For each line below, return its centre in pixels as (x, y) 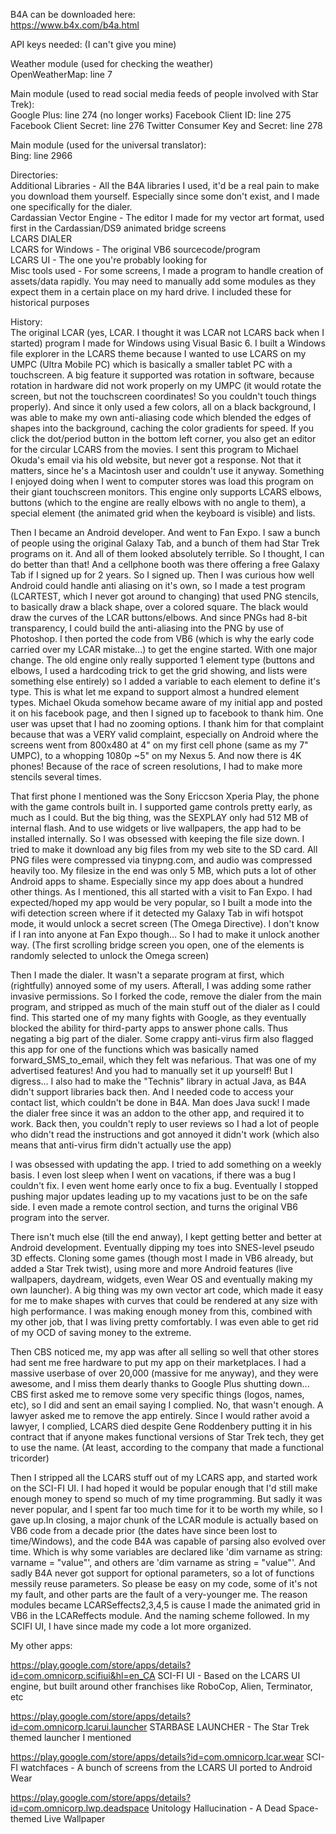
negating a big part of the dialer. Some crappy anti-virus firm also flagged (162, 1038)
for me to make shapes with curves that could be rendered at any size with (164, 1300)
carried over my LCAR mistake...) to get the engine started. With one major (164, 649)
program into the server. (60, 1217)
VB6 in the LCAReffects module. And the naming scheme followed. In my (160, 1615)
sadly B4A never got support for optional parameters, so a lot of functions (162, 1573)
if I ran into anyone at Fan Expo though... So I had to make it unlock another (165, 934)
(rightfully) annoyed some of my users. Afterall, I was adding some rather (161, 985)
